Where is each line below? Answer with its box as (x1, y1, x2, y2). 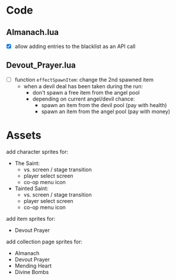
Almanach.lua (6, 27, 59, 37)
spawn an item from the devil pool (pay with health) (41, 101, 167, 108)
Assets (6, 128, 41, 142)
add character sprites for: (6, 148, 69, 155)
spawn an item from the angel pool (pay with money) (41, 108, 171, 115)
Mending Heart (14, 262, 52, 269)
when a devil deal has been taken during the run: (23, 82, 143, 89)
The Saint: (14, 159, 40, 166)
